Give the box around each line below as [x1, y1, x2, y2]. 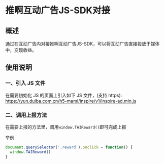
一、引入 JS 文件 [5, 79, 46, 87]
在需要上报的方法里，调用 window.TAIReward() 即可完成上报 [5, 124, 126, 130]
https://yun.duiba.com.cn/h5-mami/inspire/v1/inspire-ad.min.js [5, 98, 137, 104]
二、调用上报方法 [5, 111, 47, 118]
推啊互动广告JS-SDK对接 [5, 5, 111, 16]
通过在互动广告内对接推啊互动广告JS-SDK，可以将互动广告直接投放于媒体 [5, 41, 160, 47]
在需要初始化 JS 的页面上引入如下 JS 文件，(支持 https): [5, 92, 122, 98]
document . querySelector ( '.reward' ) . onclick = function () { [5, 145, 133, 150]
